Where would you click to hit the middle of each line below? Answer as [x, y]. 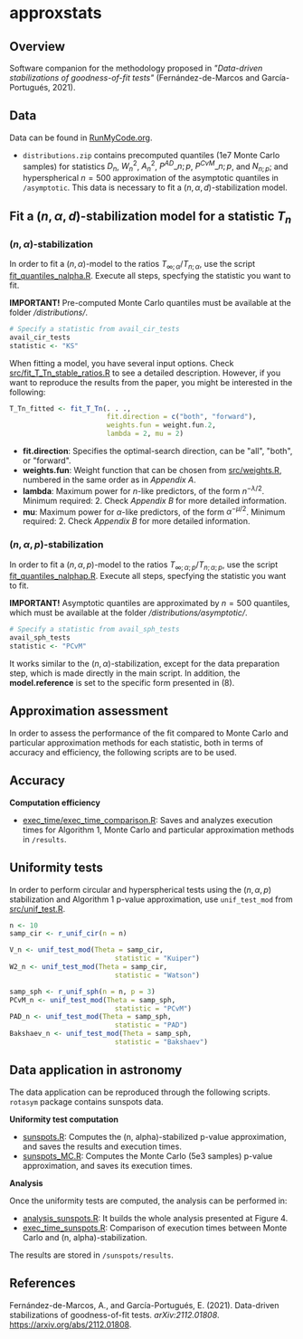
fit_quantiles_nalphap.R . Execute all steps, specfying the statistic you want [148, 576]
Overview [38, 47]
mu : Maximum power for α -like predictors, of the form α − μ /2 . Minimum [154, 511]
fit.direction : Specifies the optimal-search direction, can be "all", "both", [157, 451]
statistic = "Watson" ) [157, 975]
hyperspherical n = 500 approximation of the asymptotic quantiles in [150, 178]
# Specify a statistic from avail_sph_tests [95, 630]
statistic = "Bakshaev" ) [161, 1042]
